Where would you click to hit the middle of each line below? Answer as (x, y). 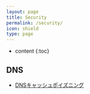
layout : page (22, 12)
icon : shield (22, 28)
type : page (20, 34)
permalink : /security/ (34, 23)
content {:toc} (32, 51)
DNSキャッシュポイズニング (49, 85)
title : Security (26, 17)
